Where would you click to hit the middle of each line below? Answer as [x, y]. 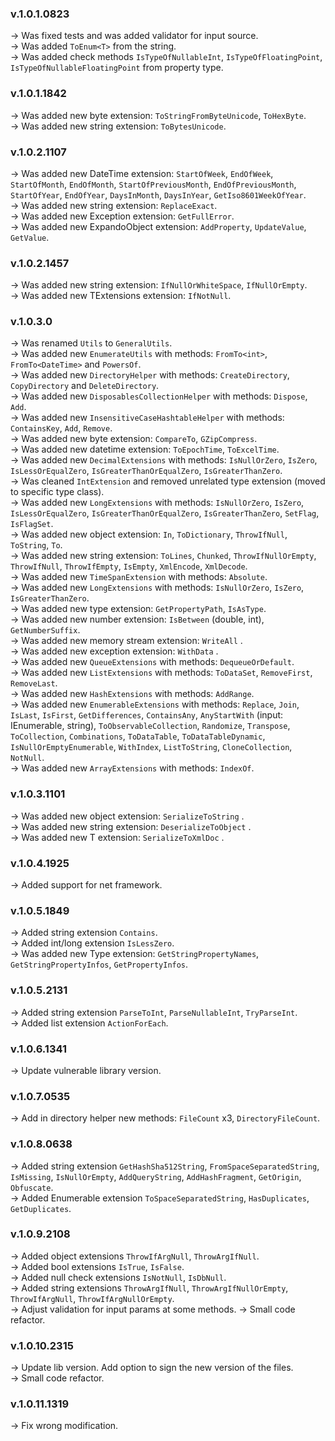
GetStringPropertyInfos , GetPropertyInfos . [99, 964]
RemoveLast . [34, 683]
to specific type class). [57, 492]
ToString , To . [36, 545]
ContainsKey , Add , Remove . [61, 428]
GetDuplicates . [41, 1208]
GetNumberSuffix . [45, 630]
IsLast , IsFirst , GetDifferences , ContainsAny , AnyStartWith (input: [147, 715]
